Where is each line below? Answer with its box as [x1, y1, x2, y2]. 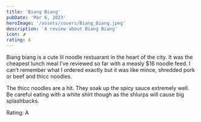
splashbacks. [6, 97, 39, 104]
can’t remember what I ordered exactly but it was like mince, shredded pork [6, 66, 196, 73]
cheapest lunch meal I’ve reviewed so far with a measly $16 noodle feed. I [6, 60, 191, 67]
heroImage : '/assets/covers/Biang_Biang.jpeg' [6, 20, 126, 26]
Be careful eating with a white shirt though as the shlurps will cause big [6, 91, 185, 98]
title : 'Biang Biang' [6, 8, 61, 15]
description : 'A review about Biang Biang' [6, 25, 118, 32]
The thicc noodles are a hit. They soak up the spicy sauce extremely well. [6, 85, 189, 91]
